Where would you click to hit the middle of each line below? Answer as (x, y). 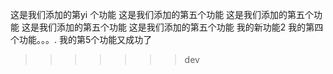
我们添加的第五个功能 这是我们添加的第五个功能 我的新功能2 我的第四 (181, 27)
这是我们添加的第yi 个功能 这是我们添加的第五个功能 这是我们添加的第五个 (162, 14)
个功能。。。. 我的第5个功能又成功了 (81, 39)
